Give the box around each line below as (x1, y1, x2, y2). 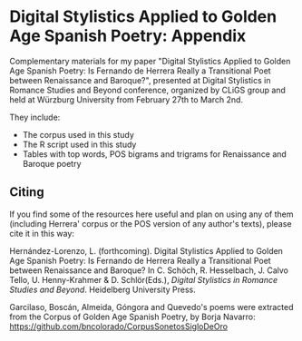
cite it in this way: (9, 228, 75, 239)
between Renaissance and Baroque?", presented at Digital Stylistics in (9, 74, 271, 85)
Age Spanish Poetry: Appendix (9, 25, 247, 46)
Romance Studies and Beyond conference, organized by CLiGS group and (9, 84, 286, 95)
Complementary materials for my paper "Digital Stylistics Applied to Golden (9, 55, 291, 66)
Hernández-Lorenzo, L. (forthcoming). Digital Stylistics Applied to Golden (9, 245, 284, 256)
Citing (9, 184, 44, 200)
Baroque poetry (22, 158, 82, 169)
